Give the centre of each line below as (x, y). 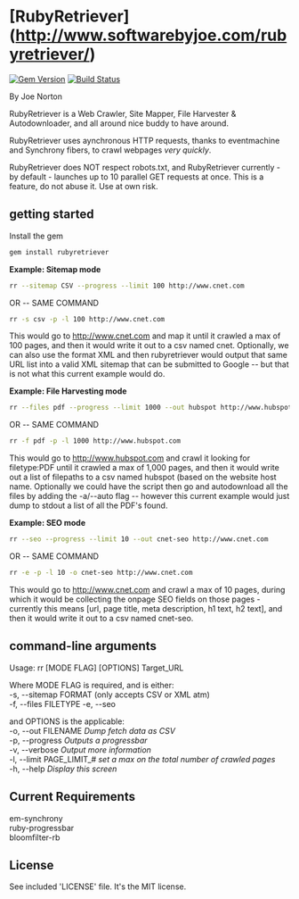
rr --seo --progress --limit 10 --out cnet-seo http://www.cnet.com (139, 539)
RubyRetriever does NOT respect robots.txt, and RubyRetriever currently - (145, 167)
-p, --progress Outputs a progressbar (79, 740)
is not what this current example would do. (87, 374)
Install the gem (36, 236)
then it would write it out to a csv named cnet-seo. (101, 618)
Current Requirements (73, 797)
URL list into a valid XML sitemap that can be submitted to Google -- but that (149, 364)
